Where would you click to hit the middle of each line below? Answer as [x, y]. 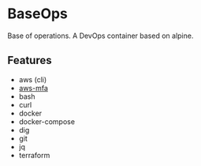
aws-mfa [33, 88]
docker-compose [47, 121]
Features [30, 60]
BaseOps [38, 14]
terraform [34, 155]
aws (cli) [33, 79]
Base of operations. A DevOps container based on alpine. [100, 36]
